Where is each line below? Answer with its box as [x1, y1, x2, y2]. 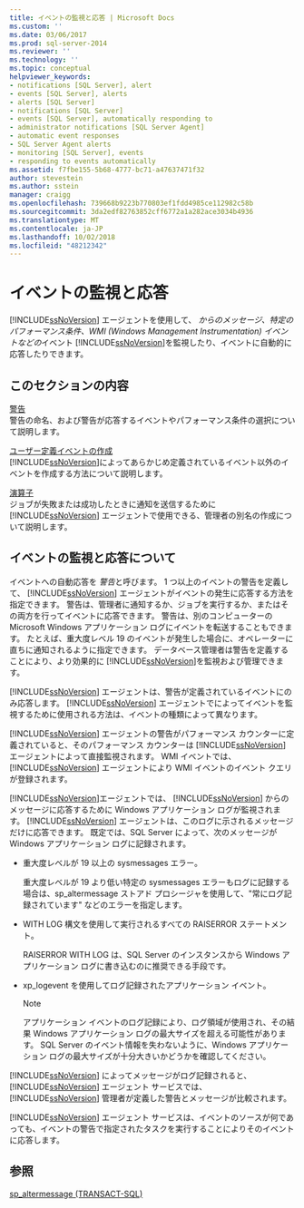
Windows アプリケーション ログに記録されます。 [9, 838, 191, 849]
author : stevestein [9, 173, 83, 182]
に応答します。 [9, 1135, 65, 1145]
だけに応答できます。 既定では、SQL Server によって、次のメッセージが [9, 826, 278, 837]
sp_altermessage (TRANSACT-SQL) [9, 1188, 143, 1199]
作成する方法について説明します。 [40, 468, 168, 479]
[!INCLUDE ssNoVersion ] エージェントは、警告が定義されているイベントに [9, 686, 284, 697]
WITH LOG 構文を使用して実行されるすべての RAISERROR [22, 918, 238, 930]
